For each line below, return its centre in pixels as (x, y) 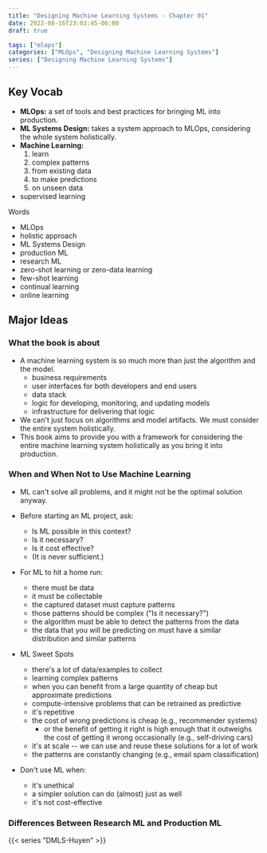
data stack (49, 394)
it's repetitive (53, 712)
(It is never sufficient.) (68, 557)
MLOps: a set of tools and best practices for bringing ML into (120, 111)
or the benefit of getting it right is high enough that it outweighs (148, 728)
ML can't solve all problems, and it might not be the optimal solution (131, 491)
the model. (37, 369)
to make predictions (64, 179)
